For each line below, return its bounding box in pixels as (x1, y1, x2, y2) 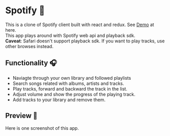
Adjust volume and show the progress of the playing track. (12, 91, 136, 97)
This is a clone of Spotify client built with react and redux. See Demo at (5, 21, 154, 28)
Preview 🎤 (5, 111, 38, 120)
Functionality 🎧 (5, 59, 57, 67)
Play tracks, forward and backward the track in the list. (12, 85, 128, 92)
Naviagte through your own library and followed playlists (12, 75, 131, 81)
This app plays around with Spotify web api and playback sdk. (5, 32, 136, 38)
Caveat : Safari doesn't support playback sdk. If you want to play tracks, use (5, 38, 165, 44)
